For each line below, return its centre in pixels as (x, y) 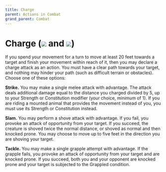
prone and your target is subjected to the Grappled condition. (68, 165)
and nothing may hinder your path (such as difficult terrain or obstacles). (79, 73)
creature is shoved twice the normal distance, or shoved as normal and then (83, 129)
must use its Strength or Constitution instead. (51, 109)
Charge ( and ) (40, 43)
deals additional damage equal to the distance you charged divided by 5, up (83, 93)
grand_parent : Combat (28, 19)
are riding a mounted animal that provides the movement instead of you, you (83, 103)
